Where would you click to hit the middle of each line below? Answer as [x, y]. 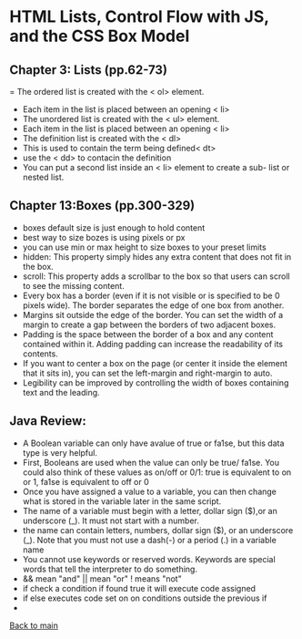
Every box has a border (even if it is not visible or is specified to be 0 [151, 295]
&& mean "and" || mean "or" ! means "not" [102, 578]
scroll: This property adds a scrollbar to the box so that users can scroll [156, 276]
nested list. [43, 177]
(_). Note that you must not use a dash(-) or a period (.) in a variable [150, 540]
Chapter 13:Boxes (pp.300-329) [102, 206]
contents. [40, 354]
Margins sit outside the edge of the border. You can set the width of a [153, 314]
